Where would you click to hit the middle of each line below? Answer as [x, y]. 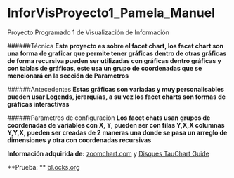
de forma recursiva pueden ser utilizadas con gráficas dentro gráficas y [114, 60]
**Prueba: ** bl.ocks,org [44, 167]
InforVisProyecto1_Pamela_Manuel [111, 13]
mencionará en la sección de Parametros [68, 76]
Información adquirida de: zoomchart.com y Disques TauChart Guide [108, 153]
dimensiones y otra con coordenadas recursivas [79, 140]
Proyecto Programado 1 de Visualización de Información [89, 32]
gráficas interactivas [38, 104]
